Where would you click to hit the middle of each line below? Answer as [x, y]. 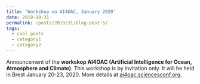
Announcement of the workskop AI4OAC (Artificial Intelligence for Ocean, [99, 62]
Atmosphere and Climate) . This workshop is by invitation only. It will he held [100, 68]
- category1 [27, 39]
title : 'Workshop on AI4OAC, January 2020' [61, 12]
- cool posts [28, 34]
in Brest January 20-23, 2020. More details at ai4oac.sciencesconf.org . [94, 74]
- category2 [27, 45]
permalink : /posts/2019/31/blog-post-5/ [57, 23]
